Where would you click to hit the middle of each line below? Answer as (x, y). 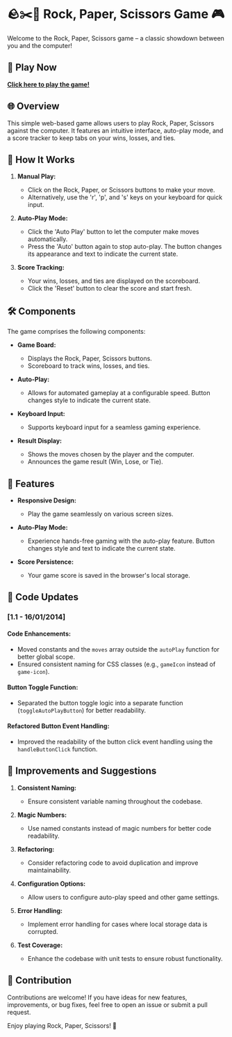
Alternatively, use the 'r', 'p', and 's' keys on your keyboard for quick (125, 197)
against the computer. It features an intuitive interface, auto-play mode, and (115, 130)
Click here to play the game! (49, 84)
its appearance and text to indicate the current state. (103, 254)
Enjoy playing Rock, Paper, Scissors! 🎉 (62, 1025)
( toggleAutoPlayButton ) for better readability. (82, 710)
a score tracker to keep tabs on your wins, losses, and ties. (91, 138)
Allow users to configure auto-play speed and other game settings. (124, 897)
